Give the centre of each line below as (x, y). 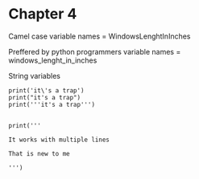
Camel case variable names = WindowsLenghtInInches (99, 36)
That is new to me (39, 153)
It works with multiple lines (59, 140)
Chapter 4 (43, 14)
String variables (34, 75)
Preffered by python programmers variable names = (95, 51)
